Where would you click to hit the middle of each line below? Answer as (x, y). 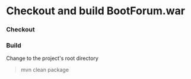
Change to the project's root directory (52, 58)
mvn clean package (45, 70)
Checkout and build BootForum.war (96, 11)
